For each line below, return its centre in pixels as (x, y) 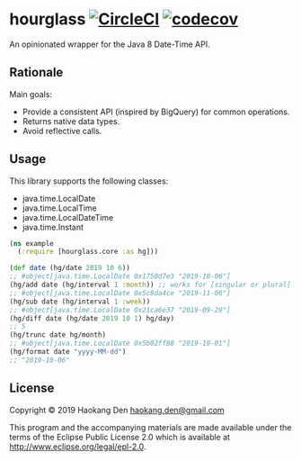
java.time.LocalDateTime (68, 217)
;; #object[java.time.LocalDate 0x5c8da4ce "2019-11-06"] (120, 293)
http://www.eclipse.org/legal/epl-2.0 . (78, 447)
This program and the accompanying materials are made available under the (150, 427)
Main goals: (31, 94)
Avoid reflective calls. (62, 131)
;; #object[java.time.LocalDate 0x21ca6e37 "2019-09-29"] (120, 310)
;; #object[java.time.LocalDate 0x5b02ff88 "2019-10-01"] (120, 343)
